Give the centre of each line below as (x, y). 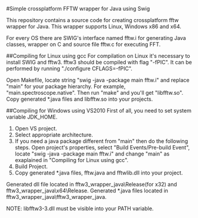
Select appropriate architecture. (54, 135)
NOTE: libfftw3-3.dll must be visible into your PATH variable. (80, 208)
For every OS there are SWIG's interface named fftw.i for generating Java (96, 38)
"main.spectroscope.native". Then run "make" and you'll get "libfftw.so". (95, 93)
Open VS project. (36, 128)
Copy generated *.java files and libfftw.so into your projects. (80, 99)
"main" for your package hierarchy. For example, (66, 86)
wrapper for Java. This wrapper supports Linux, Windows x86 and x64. (94, 27)
